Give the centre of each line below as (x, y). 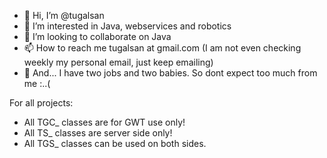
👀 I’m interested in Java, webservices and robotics (127, 26)
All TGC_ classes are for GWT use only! (104, 122)
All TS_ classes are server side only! (98, 133)
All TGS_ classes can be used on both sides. (115, 143)
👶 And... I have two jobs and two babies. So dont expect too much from (170, 73)
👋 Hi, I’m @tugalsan (64, 15)
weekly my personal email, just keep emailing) (118, 62)
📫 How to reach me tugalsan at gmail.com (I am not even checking (162, 48)
